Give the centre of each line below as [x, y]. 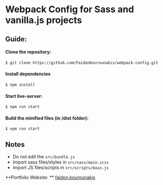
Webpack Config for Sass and [70, 9]
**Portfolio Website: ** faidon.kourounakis [50, 177]
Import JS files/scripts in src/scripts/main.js [61, 168]
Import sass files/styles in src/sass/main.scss [61, 162]
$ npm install [20, 85]
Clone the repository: [28, 52]
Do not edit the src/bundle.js [44, 157]
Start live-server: [24, 96]
